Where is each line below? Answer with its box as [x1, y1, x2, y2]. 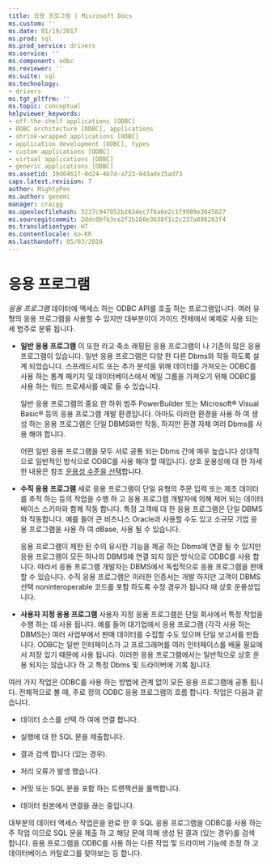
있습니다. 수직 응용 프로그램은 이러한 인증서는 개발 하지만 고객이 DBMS [37, 572, 261, 582]
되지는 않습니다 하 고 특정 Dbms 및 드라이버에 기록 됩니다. [28, 659, 212, 669]
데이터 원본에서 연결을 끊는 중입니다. [19, 800, 135, 810]
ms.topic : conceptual [8, 102, 82, 110]
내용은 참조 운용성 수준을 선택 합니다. [28, 467, 144, 476]
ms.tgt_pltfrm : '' [8, 95, 70, 103]
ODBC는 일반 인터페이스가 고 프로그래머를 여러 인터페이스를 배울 [37, 639, 242, 649]
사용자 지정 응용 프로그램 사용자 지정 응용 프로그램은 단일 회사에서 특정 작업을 [19, 609, 264, 619]
